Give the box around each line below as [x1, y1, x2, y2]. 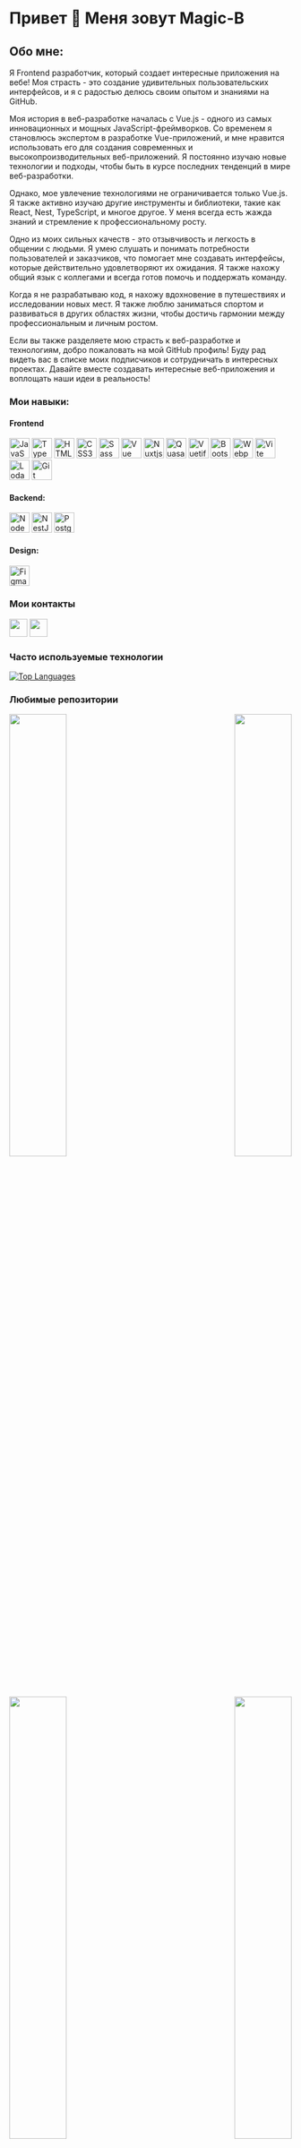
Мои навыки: [9, 395, 70, 408]
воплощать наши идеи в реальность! [9, 374, 150, 383]
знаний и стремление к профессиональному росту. [9, 217, 208, 227]
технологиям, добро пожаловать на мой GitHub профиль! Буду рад [9, 345, 266, 355]
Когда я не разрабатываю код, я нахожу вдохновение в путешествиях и [9, 289, 286, 299]
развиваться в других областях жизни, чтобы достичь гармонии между [9, 308, 285, 319]
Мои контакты [9, 597, 76, 610]
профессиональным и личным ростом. [9, 318, 159, 328]
